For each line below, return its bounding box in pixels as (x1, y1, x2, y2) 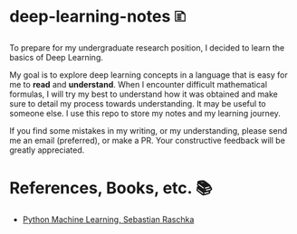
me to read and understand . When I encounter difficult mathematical (9, 79, 268, 89)
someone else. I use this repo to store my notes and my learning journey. (9, 108, 281, 118)
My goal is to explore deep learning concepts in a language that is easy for (9, 69, 288, 80)
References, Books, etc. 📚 (9, 178, 213, 199)
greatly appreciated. (9, 145, 85, 155)
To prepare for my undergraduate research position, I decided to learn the (9, 42, 285, 53)
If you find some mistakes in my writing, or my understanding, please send (9, 125, 288, 136)
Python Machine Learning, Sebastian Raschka (22, 213, 195, 225)
